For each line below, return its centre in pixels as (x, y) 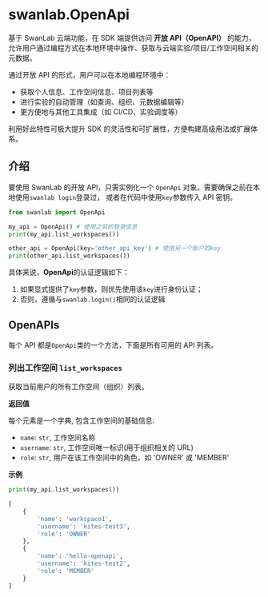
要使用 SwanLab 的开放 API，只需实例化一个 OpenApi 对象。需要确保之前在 (131, 187)
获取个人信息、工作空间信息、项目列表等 (86, 92)
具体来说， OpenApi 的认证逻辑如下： (69, 273)
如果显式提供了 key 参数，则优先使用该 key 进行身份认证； (111, 289)
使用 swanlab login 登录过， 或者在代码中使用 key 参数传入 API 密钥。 (126, 197)
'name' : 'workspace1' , (75, 519)
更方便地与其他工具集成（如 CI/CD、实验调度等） (101, 111)
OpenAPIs (34, 325)
